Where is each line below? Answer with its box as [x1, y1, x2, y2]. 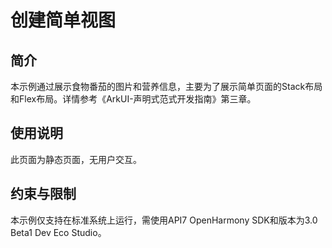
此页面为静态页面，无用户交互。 [10, 153, 142, 165]
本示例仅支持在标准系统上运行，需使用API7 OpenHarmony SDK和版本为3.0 [10, 214, 318, 226]
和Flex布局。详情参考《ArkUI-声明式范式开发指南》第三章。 [10, 93, 257, 105]
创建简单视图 [10, 9, 117, 32]
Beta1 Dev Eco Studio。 [10, 226, 107, 238]
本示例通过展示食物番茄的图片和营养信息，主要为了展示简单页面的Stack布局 [10, 81, 323, 92]
